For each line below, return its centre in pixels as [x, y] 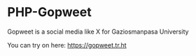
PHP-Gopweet [50, 12]
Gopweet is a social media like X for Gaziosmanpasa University [98, 31]
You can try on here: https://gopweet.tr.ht [67, 45]
